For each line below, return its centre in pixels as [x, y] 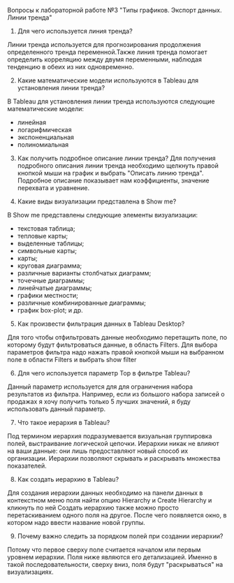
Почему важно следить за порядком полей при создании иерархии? [120, 536]
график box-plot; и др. [50, 310]
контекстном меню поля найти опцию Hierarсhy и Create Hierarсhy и [110, 500]
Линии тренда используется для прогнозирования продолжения [104, 44]
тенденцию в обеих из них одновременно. [71, 67]
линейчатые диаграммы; [54, 288]
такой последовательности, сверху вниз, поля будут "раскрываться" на [115, 564]
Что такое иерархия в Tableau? [64, 423]
